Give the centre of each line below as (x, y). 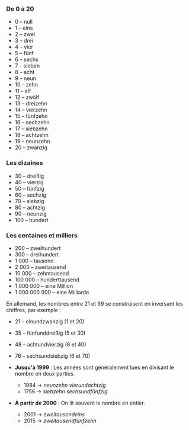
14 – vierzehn (31, 110)
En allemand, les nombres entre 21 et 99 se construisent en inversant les (94, 303)
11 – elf (23, 91)
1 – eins (24, 28)
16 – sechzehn (32, 123)
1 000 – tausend (34, 261)
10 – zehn (26, 85)
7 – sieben (27, 66)
